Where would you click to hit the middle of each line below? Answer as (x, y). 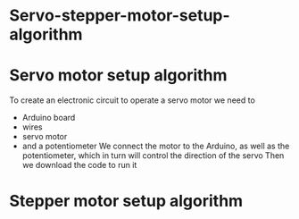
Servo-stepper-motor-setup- (120, 16)
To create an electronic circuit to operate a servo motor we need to (133, 100)
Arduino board (49, 118)
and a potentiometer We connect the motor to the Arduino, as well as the (156, 146)
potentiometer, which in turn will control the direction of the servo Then (153, 156)
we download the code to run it (79, 165)
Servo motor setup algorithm (118, 76)
